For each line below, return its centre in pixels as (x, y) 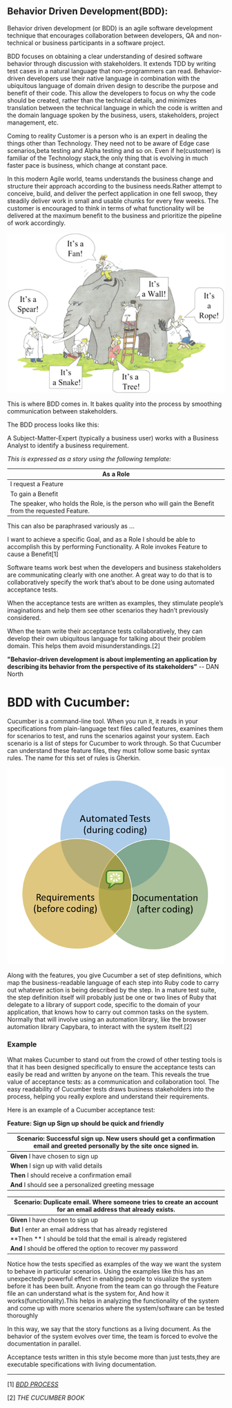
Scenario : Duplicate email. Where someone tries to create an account (116, 1202)
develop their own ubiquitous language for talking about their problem (106, 639)
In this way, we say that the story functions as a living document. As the (109, 1328)
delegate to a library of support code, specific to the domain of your (104, 1004)
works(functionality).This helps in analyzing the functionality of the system (113, 1301)
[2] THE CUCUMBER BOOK (46, 1398)
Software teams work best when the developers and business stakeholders (114, 568)
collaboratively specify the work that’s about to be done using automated (111, 582)
